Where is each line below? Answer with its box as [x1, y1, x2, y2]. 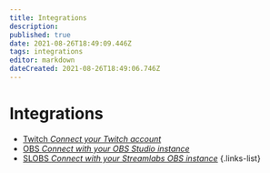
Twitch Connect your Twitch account [22, 133, 162, 144]
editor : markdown [9, 56, 75, 65]
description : [9, 22, 59, 31]
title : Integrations [9, 13, 88, 23]
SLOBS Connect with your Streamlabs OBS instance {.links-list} [22, 152, 261, 164]
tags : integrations [9, 47, 84, 56]
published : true [9, 30, 71, 39]
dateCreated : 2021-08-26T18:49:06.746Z [9, 65, 161, 74]
